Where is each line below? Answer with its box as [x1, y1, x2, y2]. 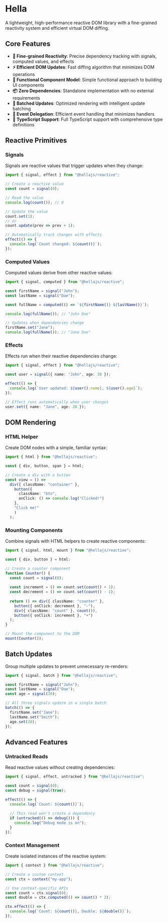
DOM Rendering [5, 418, 56, 427]
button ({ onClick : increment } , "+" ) [14, 613, 93, 618]
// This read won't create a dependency [10, 811, 95, 816]
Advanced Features [5, 738, 68, 746]
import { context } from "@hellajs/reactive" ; [5, 863, 104, 868]
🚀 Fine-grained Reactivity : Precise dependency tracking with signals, [12, 53, 157, 59]
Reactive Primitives [5, 136, 67, 145]
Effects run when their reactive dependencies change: [5, 353, 117, 359]
